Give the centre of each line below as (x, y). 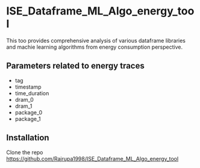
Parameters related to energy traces (75, 66)
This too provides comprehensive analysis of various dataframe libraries (96, 40)
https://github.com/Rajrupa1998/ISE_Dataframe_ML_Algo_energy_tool (92, 158)
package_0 (29, 112)
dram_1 (23, 106)
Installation (28, 138)
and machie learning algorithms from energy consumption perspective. (94, 47)
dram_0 (24, 99)
